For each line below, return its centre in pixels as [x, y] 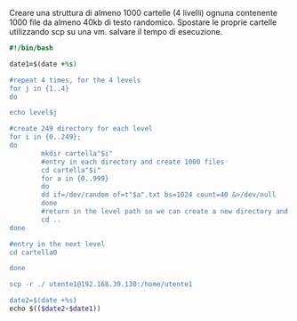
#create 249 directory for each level [81, 129]
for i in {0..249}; [45, 137]
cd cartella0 [33, 253]
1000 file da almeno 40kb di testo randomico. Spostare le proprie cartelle [143, 22]
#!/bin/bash [31, 48]
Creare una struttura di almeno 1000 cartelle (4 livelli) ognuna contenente [144, 13]
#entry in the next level [57, 244]
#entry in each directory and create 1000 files [133, 162]
